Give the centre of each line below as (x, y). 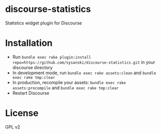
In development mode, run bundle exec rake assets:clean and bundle (84, 73)
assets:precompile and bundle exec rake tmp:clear (66, 88)
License (22, 113)
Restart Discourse (31, 93)
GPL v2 (13, 127)
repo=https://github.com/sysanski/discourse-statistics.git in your (84, 62)
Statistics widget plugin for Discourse (44, 23)
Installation (29, 43)
